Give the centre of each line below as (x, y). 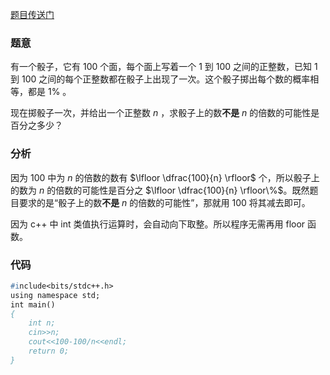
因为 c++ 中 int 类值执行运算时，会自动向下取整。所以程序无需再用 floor (158, 224)
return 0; (49, 351)
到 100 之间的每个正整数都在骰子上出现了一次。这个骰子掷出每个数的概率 (160, 79)
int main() (33, 304)
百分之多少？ (36, 125)
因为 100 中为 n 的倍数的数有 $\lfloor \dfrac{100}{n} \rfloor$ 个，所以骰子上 (165, 177)
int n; (42, 323)
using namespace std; (55, 295)
